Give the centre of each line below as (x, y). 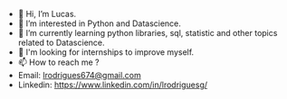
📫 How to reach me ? (58, 62)
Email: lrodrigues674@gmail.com (80, 75)
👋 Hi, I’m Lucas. (47, 14)
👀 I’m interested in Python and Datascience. (99, 23)
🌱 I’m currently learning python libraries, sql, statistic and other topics (148, 33)
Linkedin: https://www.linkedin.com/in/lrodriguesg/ (113, 85)
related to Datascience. (62, 42)
